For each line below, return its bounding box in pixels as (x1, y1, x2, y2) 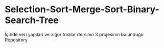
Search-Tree (5, 14, 59, 26)
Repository (5, 37, 28, 43)
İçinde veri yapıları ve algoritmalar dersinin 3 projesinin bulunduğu (5, 31, 144, 37)
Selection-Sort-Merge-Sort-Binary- (5, 4, 159, 15)
